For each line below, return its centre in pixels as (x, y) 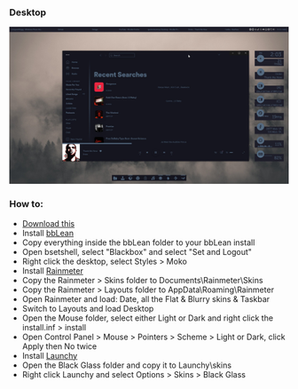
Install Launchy (50, 355)
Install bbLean (47, 233)
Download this (48, 223)
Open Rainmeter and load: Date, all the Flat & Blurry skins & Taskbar (146, 298)
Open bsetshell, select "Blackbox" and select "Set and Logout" (137, 251)
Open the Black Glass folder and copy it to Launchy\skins (127, 365)
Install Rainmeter (53, 270)
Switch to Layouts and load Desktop (88, 308)
